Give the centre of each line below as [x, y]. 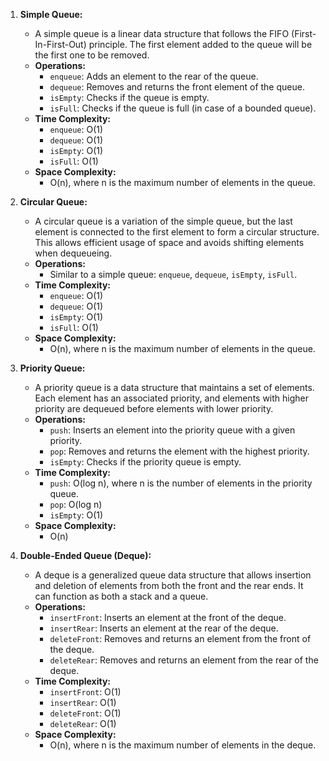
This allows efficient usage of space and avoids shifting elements [169, 242]
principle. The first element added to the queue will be [200, 44]
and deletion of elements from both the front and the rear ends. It [169, 585]
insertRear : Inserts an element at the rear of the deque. [164, 628]
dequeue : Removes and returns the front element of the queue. [177, 87]
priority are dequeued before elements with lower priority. [154, 408]
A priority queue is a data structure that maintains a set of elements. [174, 387]
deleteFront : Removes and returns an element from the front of [180, 638]
